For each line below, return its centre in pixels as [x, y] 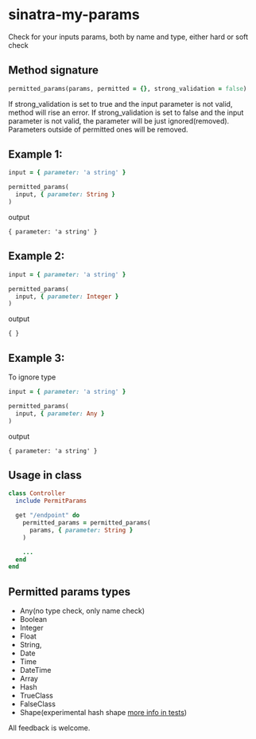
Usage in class [45, 475]
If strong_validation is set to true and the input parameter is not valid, [120, 104]
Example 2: [37, 256]
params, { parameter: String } [81, 530]
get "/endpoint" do [48, 516]
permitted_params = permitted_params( [87, 523]
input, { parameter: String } [65, 195]
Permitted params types [70, 592]
